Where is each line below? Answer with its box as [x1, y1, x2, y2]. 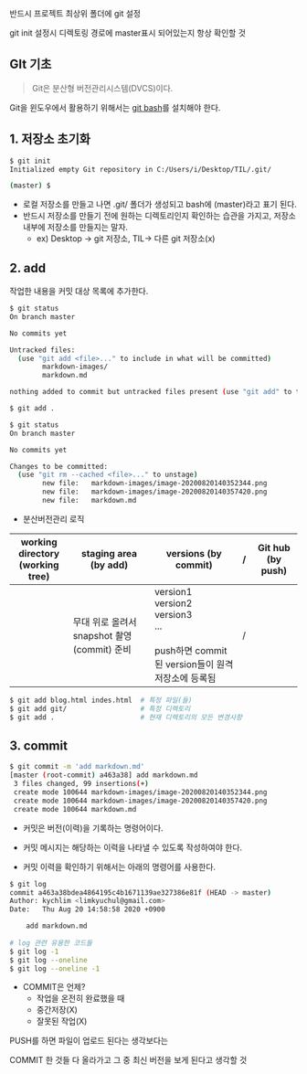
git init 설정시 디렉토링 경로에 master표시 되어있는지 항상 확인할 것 [9, 27, 247, 38]
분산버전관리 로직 [22, 513, 85, 524]
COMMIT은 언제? [22, 982, 86, 993]
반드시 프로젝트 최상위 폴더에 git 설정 [9, 8, 142, 18]
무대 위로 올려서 [72, 615, 137, 628]
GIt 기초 [9, 57, 52, 72]
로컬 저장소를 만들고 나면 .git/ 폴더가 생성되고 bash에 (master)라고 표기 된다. [22, 199, 297, 210]
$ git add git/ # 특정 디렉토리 [9, 704, 191, 713]
